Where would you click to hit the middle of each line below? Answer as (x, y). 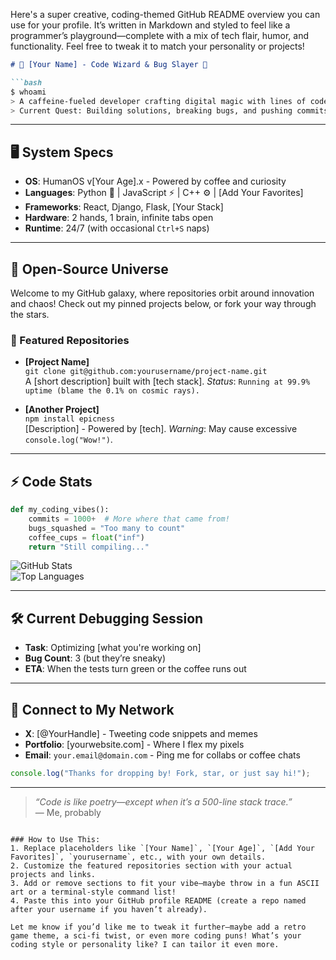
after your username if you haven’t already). (109, 909)
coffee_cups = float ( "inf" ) (86, 537)
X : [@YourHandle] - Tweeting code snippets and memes (141, 734)
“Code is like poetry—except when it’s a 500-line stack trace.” (163, 801)
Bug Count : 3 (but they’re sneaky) (95, 658)
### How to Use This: (55, 839)
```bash (26, 82)
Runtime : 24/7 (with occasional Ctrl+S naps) (117, 228)
